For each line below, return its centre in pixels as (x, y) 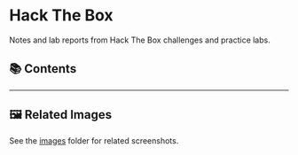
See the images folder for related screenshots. (94, 140)
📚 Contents (43, 69)
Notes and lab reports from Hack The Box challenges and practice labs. (140, 40)
